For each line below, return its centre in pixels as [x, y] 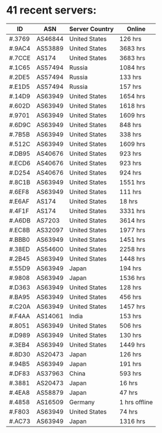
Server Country [91, 29]
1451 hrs [132, 239]
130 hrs [130, 335]
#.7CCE [20, 58]
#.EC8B [20, 230]
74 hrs [128, 411]
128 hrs [130, 287]
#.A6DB [20, 220]
